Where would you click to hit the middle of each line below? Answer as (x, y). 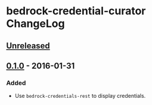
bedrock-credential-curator (76, 11)
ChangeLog (35, 24)
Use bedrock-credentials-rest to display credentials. (80, 96)
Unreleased (28, 46)
